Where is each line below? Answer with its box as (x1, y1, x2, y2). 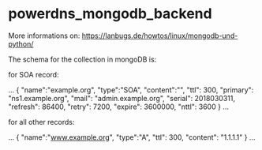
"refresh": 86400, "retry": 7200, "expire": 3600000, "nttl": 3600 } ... (8, 102, 229, 111)
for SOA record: (8, 69, 59, 79)
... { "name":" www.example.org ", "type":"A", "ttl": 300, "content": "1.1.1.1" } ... (8, 132, 256, 142)
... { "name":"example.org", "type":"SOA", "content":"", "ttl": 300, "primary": (8, 84, 254, 95)
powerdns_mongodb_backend (8, 5, 212, 23)
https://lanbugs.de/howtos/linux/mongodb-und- (81, 31, 238, 40)
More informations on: (8, 31, 80, 40)
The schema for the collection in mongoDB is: (8, 54, 157, 64)
